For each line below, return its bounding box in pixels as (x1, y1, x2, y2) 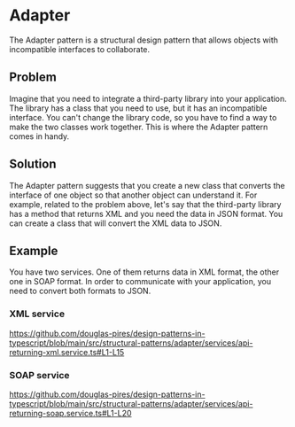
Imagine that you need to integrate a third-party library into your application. (9, 93, 288, 104)
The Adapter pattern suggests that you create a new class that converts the (9, 180, 285, 190)
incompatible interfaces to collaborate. (9, 43, 151, 54)
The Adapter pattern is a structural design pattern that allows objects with (9, 35, 279, 45)
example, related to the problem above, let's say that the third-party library (9, 198, 282, 209)
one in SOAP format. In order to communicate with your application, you (9, 276, 272, 287)
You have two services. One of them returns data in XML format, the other (9, 267, 280, 277)
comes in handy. (9, 130, 70, 142)
